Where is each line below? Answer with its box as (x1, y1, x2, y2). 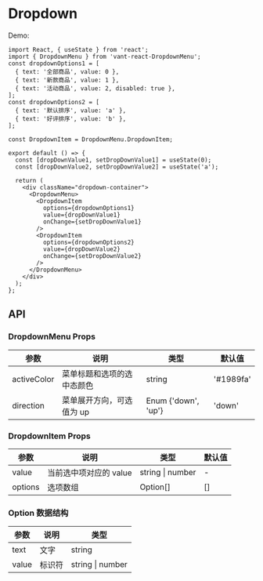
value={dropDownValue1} (42, 211, 121, 219)
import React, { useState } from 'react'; (8, 45, 149, 53)
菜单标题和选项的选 (62, 368, 133, 379)
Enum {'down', (146, 395, 200, 406)
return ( (15, 176, 44, 184)
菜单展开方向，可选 (62, 394, 133, 405)
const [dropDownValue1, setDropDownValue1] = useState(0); (15, 156, 212, 164)
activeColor (12, 373, 55, 384)
